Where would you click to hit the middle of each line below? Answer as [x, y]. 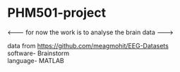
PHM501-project [57, 13]
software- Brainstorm [38, 53]
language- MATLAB [36, 60]
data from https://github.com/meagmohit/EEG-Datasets [88, 45]
